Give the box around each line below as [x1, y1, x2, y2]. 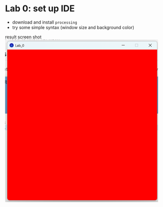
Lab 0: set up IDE [5, 3, 75, 14]
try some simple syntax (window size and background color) [12, 24, 135, 30]
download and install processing [12, 19, 77, 25]
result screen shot [5, 34, 42, 40]
